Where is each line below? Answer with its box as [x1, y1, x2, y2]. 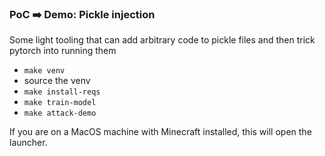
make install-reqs [23, 87, 101, 97]
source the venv [23, 75, 91, 87]
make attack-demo [23, 108, 97, 119]
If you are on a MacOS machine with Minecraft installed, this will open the [9, 126, 312, 138]
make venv [23, 66, 66, 76]
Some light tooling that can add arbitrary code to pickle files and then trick [9, 34, 316, 46]
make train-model [23, 98, 97, 108]
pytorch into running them [9, 45, 117, 57]
